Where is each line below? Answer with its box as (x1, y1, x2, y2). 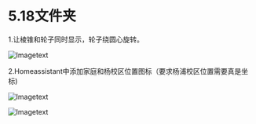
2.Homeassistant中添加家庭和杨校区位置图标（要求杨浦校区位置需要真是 (8, 66, 242, 75)
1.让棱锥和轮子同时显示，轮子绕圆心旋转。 (8, 35, 144, 44)
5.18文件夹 (8, 7, 76, 25)
